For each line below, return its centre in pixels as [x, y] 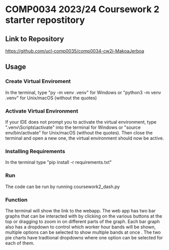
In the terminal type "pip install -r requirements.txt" [59, 162]
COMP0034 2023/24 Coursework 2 [82, 9]
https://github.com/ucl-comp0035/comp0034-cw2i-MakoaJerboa [75, 51]
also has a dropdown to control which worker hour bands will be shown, [80, 227]
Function [16, 200]
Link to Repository [35, 39]
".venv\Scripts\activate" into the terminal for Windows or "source [73, 127]
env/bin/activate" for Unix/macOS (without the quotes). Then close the [79, 132]
